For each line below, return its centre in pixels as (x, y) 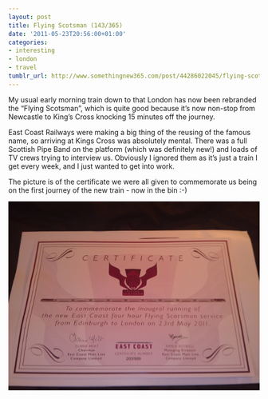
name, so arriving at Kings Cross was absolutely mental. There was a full (128, 141)
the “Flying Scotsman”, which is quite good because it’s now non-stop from (132, 108)
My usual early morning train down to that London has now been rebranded (132, 99)
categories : (28, 42)
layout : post (30, 17)
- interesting (32, 51)
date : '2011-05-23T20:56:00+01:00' (67, 34)
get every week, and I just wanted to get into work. (92, 166)
